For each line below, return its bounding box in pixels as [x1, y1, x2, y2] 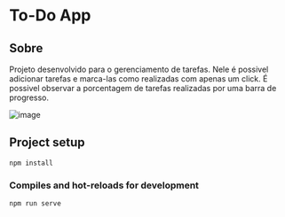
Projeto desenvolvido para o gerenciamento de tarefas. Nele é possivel [9, 64, 269, 74]
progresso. [9, 92, 49, 103]
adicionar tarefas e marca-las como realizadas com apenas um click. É [9, 74, 268, 84]
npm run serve [9, 199, 62, 208]
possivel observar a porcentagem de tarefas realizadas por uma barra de [9, 83, 277, 93]
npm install [9, 159, 53, 167]
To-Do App [9, 5, 91, 26]
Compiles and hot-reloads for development [9, 179, 200, 191]
